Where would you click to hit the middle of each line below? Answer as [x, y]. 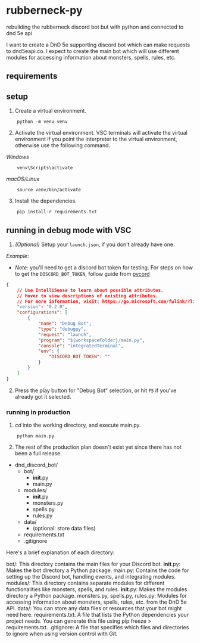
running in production [38, 412]
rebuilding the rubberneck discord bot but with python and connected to [95, 27]
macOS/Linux [23, 179]
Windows [18, 157]
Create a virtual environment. [50, 111]
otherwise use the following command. [62, 145]
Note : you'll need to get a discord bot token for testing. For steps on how [104, 267]
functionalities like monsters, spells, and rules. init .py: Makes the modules [97, 589]
